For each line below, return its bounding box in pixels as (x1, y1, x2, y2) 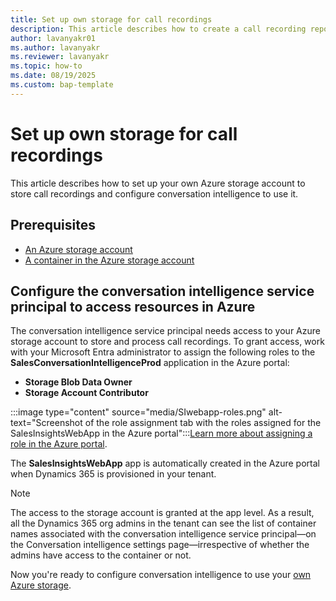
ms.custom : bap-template (10, 80, 114, 90)
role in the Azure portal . (10, 438, 108, 450)
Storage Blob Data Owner (24, 376, 133, 388)
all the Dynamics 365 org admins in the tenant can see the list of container (10, 517, 317, 530)
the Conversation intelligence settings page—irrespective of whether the (10, 539, 310, 551)
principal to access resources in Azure (10, 298, 256, 315)
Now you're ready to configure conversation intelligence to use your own (10, 569, 312, 581)
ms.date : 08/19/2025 (10, 71, 97, 81)
